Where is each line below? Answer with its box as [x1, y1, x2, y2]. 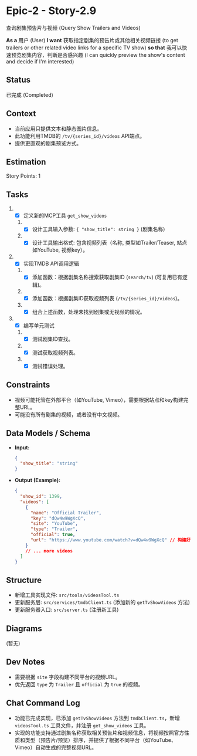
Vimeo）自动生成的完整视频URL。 [14, 744, 97, 751]
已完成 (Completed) [6, 91, 54, 98]
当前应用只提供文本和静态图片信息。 [14, 125, 103, 132]
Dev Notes [6, 657, 45, 667]
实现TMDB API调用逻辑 [23, 260, 79, 267]
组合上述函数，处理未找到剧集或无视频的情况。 [32, 308, 145, 315]
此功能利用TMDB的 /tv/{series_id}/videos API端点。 [14, 132, 145, 139]
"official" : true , [30, 532, 76, 538]
